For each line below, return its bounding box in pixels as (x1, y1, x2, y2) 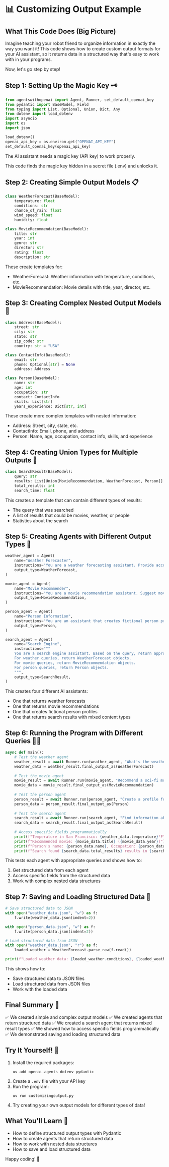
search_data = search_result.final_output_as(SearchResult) (14, 820, 143, 825)
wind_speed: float (14, 212, 53, 218)
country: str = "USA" (14, 343, 59, 348)
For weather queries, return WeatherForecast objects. (14, 656, 132, 661)
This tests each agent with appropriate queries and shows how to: (5, 857, 142, 864)
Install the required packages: (12, 1059, 74, 1066)
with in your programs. (5, 56, 52, 63)
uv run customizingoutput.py (12, 1093, 74, 1098)
